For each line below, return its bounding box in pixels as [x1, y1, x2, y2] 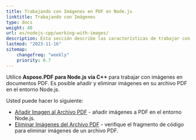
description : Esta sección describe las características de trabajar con [6, 36, 191, 41]
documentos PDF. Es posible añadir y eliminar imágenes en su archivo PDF [6, 79, 188, 86]
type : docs [6, 19, 33, 25]
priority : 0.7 [16, 57, 51, 63]
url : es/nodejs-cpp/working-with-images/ [6, 30, 109, 36]
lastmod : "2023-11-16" [6, 41, 62, 47]
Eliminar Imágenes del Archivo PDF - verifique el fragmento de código [14, 121, 184, 128]
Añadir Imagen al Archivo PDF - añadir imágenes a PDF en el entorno [14, 108, 182, 116]
